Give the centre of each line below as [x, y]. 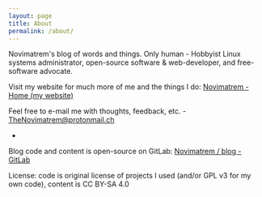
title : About [30, 24]
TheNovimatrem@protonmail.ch [61, 120]
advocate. [56, 71]
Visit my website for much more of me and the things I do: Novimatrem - [129, 87]
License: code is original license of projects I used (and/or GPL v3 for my [130, 176]
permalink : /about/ [41, 31]
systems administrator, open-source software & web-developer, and [122, 62]
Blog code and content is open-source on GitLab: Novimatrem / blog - [125, 152]
